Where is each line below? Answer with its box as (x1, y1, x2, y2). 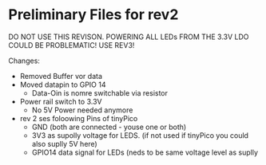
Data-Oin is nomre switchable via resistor (31, 88, 169, 97)
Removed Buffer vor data (19, 71, 102, 81)
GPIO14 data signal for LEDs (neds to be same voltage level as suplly (31, 147, 258, 157)
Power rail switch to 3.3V (19, 96, 102, 106)
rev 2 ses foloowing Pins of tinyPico (19, 113, 138, 123)
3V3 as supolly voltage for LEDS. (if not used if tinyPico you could (31, 130, 249, 140)
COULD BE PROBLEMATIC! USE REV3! (8, 40, 135, 49)
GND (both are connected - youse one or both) (31, 122, 187, 132)
